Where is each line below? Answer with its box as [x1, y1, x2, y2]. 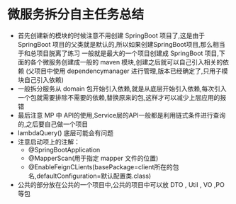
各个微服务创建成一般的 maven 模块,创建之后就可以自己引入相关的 [30, 57, 223, 66]
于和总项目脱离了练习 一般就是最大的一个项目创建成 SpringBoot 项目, [17, 49, 220, 57]
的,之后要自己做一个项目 [17, 120, 89, 128]
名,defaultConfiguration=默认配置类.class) [28, 171, 152, 180]
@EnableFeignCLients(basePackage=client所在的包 [28, 162, 179, 171]
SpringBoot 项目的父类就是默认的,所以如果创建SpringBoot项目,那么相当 [17, 40, 225, 48]
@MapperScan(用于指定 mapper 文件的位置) [28, 154, 159, 162]
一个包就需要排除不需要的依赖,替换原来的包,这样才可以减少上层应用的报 [17, 93, 227, 101]
